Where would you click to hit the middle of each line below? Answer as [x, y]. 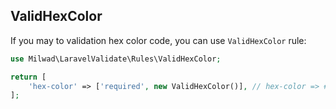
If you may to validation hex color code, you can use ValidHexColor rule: [158, 40]
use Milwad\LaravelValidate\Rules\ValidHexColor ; [116, 59]
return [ [28, 77]
